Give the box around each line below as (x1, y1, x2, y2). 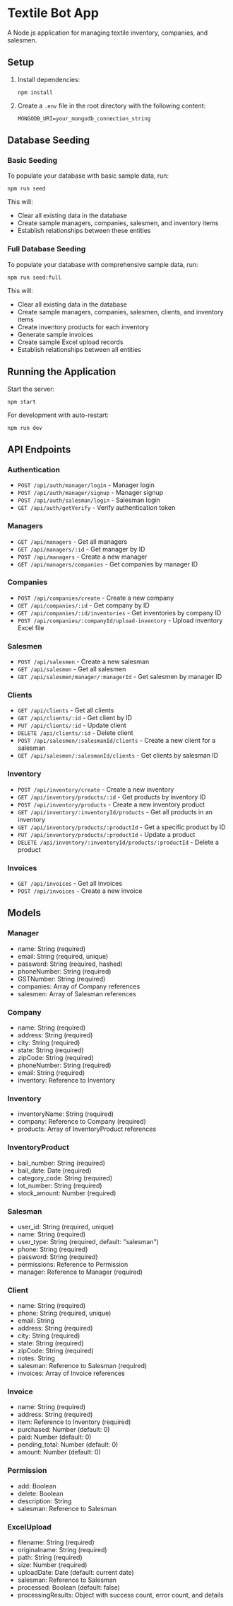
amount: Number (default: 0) (17, 1448, 101, 1457)
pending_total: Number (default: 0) (17, 1440, 119, 1449)
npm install (17, 89, 53, 96)
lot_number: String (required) (17, 1181, 102, 1190)
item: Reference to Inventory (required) (17, 1418, 131, 1426)
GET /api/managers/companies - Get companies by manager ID (17, 559, 198, 568)
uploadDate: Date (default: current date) (17, 1568, 134, 1577)
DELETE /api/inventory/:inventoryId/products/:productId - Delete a (17, 838, 219, 846)
